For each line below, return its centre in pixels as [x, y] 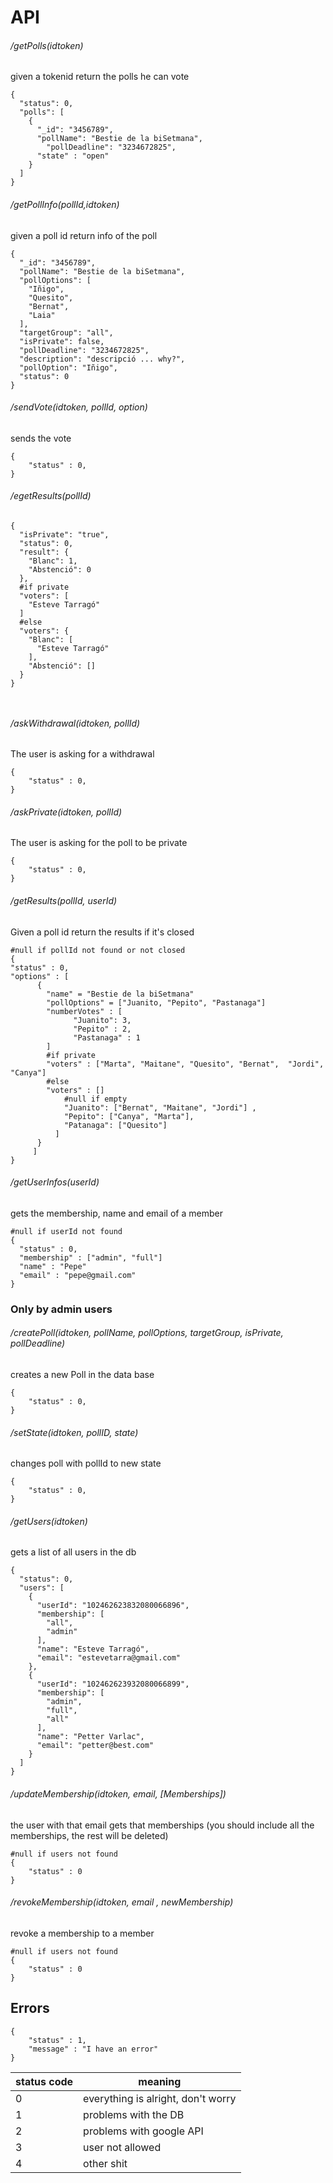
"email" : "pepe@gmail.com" [78, 1275]
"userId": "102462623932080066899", [113, 1684]
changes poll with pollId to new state [86, 1463]
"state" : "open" [73, 156]
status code [44, 2081]
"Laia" [42, 315]
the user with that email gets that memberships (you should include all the [162, 1825]
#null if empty [95, 1099]
